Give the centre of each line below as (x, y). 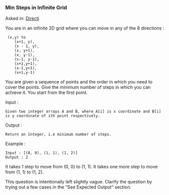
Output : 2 (17, 157)
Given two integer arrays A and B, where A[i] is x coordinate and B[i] (83, 112)
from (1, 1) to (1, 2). (24, 172)
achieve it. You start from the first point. (46, 92)
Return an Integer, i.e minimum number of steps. (59, 135)
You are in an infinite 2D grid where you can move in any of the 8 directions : (85, 28)
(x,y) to (17, 37)
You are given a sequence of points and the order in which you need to (79, 82)
